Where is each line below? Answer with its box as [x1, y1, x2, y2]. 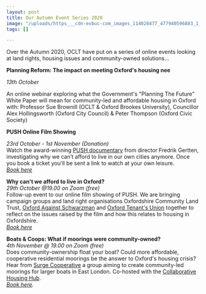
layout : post [6, 9, 40, 15]
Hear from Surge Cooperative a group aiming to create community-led [6, 262, 184, 269]
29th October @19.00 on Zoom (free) [6, 184, 100, 192]
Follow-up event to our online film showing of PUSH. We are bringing [6, 191, 181, 198]
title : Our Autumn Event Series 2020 [6, 15, 103, 21]
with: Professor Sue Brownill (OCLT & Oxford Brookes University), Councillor [6, 104, 199, 111]
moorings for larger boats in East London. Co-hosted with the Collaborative [6, 268, 196, 276]
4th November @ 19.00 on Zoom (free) [6, 242, 104, 249]
